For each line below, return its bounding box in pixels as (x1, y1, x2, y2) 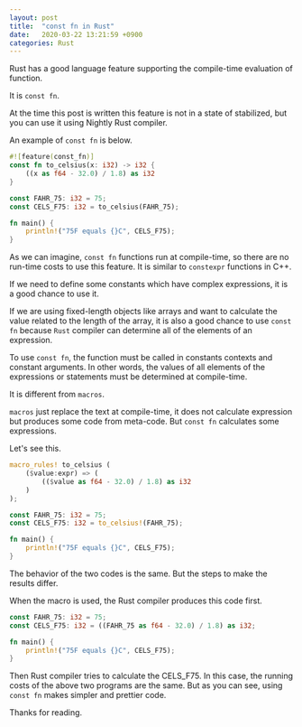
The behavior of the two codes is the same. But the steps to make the (9, 568, 268, 579)
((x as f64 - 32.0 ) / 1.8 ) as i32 (25, 169, 155, 178)
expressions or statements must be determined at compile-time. (9, 371, 248, 382)
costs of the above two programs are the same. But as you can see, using (9, 680, 283, 691)
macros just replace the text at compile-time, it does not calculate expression (9, 406, 293, 417)
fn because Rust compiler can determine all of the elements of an (9, 325, 252, 336)
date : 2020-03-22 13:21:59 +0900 (9, 30, 143, 39)
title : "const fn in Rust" (9, 22, 115, 31)
